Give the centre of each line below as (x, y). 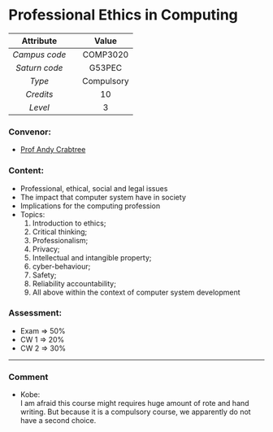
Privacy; (46, 249)
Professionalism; (60, 240)
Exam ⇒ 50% (43, 330)
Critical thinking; (60, 231)
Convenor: (30, 132)
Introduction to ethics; (69, 223)
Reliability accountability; (74, 283)
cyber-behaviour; (61, 266)
